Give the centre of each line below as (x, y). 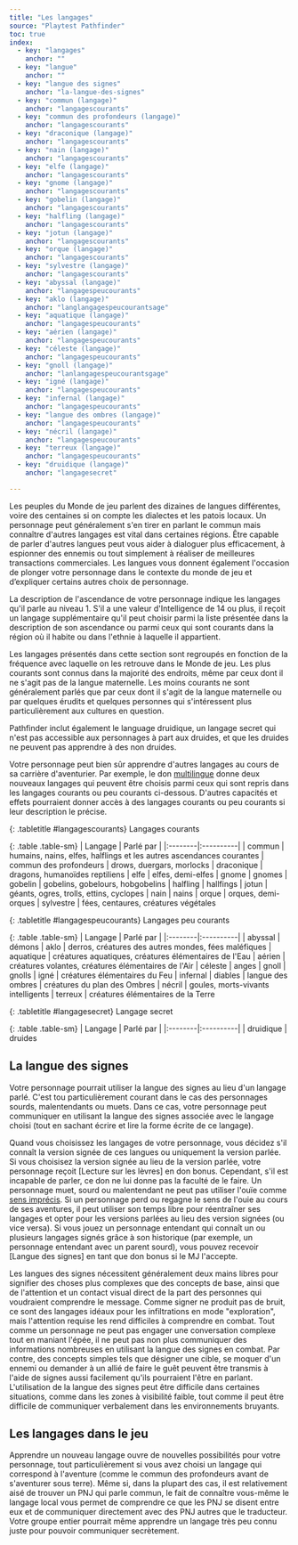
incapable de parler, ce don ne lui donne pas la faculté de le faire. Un (136, 1180)
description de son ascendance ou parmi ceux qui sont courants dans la (141, 627)
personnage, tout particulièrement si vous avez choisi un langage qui (136, 1465)
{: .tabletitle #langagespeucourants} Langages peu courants (119, 920)
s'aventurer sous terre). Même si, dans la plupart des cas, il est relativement (148, 1484)
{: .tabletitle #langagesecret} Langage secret (91, 1011)
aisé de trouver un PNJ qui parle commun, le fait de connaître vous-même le (149, 1493)
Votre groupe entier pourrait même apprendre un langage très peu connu (143, 1521)
